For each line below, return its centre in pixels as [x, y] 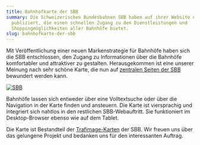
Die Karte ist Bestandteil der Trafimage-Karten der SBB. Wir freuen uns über [100, 130]
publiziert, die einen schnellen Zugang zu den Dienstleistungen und [99, 23]
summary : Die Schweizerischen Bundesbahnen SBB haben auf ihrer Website [98, 17]
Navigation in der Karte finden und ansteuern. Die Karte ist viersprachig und [99, 105]
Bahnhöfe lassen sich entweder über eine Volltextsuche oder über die [92, 99]
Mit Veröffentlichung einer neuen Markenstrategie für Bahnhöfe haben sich [98, 51]
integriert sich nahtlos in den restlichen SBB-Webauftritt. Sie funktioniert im [98, 112]
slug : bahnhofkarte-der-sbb [41, 34]
